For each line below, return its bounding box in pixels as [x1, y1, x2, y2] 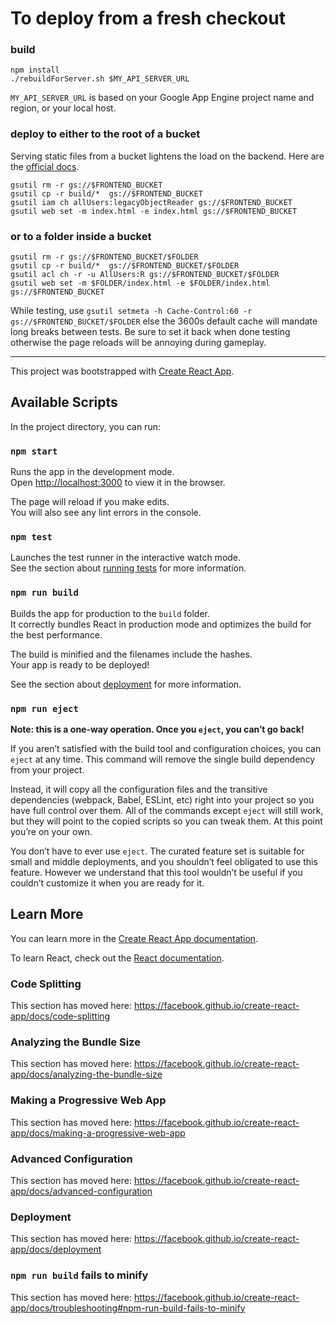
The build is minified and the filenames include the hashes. [10, 648, 253, 660]
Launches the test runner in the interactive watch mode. [10, 552, 242, 564]
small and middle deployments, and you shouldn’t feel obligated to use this [10, 856, 318, 868]
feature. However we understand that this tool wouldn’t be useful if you [10, 867, 303, 879]
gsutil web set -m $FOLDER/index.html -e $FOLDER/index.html [10, 278, 271, 289]
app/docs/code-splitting [10, 1010, 111, 1022]
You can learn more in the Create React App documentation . [10, 932, 259, 944]
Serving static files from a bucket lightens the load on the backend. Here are [10, 150, 325, 162]
